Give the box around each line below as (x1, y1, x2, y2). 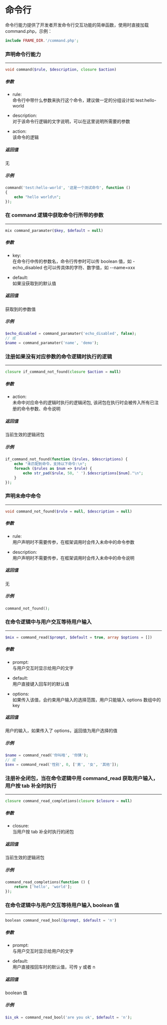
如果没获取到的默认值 (12, 280, 56, 286)
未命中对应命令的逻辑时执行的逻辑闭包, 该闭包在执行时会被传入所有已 (12, 400, 155, 406)
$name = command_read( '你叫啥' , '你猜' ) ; (5, 753, 88, 758)
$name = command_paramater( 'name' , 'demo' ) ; (5, 340, 99, 346)
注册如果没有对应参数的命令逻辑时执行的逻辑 (5, 353, 112, 360)
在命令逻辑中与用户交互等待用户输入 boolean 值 (5, 902, 119, 909)
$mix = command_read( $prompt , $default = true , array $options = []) (5, 635, 153, 640)
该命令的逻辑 (12, 134, 39, 140)
